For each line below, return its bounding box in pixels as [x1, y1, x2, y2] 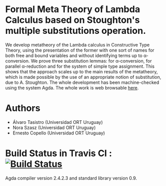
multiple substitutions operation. [5, 25, 146, 36]
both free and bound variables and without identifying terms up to [5, 52, 143, 59]
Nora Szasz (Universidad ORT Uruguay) [12, 124, 96, 130]
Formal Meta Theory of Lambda [5, 4, 140, 15]
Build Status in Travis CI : [5, 148, 112, 159]
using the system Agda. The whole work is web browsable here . [5, 84, 139, 90]
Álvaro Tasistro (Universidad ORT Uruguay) [12, 119, 103, 125]
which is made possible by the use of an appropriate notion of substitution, [5, 74, 161, 80]
